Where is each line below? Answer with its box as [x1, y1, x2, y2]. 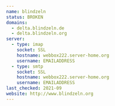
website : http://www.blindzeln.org [6, 91, 94, 97]
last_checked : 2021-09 [6, 85, 62, 91]
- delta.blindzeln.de [11, 25, 65, 31]
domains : [6, 19, 28, 25]
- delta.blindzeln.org [11, 31, 67, 37]
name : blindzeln [6, 8, 46, 15]
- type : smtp [11, 63, 44, 69]
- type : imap [11, 42, 44, 48]
